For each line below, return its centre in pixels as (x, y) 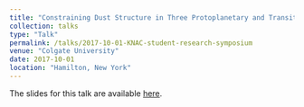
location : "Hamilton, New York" (70, 68)
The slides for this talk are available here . (86, 93)
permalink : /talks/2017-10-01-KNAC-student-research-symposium (131, 43)
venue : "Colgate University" (64, 51)
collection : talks (44, 26)
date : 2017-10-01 (42, 59)
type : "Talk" (34, 34)
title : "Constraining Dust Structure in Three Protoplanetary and (137, 18)
